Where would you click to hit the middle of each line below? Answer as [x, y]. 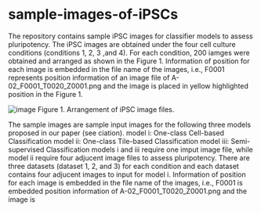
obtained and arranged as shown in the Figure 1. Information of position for [129, 61]
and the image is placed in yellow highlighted [176, 86]
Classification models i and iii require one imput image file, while [149, 149]
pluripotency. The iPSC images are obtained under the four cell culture [122, 44]
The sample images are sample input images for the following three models [130, 124]
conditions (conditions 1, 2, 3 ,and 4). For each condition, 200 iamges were [129, 52]
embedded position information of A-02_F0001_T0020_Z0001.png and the [128, 191]
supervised [26, 149]
